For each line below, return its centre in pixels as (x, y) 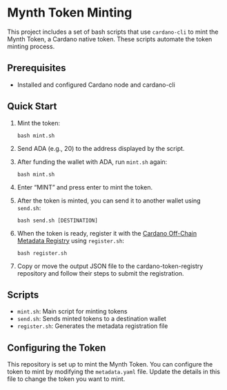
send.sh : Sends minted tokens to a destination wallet (92, 319)
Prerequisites (37, 68)
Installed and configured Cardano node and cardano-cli (96, 85)
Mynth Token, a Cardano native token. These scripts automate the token (110, 39)
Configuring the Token (57, 348)
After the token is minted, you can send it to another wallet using (109, 201)
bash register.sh (42, 253)
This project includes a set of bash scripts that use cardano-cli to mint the (113, 32)
